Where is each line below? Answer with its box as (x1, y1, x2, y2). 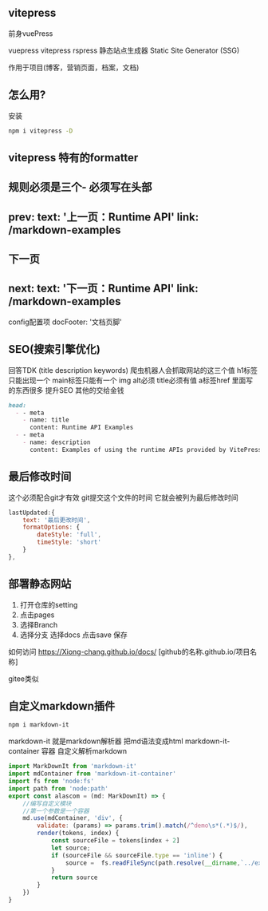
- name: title (22, 416, 69, 424)
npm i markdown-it (8, 721, 69, 729)
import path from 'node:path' (8, 784, 109, 793)
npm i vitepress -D (8, 127, 73, 135)
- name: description (22, 438, 91, 446)
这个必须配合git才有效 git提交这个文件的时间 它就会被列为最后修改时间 (8, 493, 238, 502)
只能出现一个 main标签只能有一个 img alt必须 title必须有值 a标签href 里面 (8, 375, 246, 385)
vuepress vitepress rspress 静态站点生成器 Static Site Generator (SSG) (8, 46, 240, 55)
